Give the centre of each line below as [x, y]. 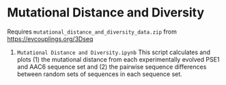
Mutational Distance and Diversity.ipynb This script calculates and [113, 52]
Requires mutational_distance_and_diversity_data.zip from [92, 32]
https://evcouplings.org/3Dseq [50, 38]
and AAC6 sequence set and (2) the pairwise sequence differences [112, 66]
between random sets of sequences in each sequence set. [99, 74]
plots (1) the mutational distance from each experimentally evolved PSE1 [118, 59]
